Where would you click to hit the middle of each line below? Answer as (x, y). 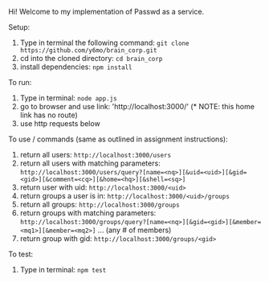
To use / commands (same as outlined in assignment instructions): (118, 139)
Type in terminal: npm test (63, 270)
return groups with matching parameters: (88, 213)
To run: (20, 82)
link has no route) (49, 115)
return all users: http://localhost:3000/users (95, 155)
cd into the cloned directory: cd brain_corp (91, 58)
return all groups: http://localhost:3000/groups (100, 204)
